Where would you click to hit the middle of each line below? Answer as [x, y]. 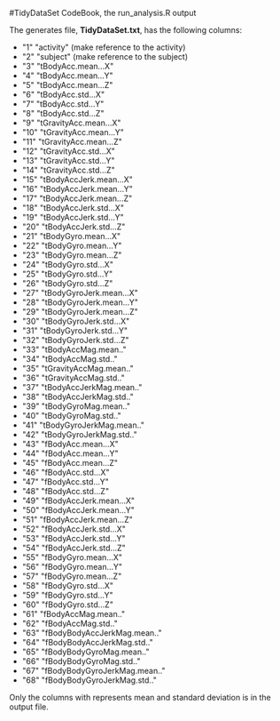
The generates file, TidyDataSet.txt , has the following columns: [125, 30]
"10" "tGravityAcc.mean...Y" [73, 132]
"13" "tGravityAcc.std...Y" [68, 160]
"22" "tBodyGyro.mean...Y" [72, 245]
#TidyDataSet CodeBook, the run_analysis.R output [103, 13]
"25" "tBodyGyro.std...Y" [67, 274]
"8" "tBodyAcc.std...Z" [63, 113]
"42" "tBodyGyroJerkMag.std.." [79, 434]
